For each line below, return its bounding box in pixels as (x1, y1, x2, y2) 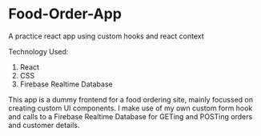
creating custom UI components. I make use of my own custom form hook (8, 103, 253, 113)
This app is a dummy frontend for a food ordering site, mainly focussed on (8, 94, 254, 104)
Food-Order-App (8, 5, 122, 23)
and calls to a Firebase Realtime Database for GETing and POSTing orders (8, 111, 253, 121)
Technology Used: (8, 46, 69, 56)
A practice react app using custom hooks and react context (8, 31, 204, 41)
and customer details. (8, 120, 80, 130)
